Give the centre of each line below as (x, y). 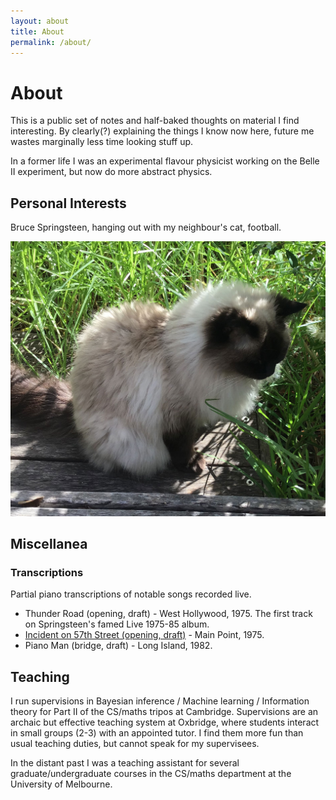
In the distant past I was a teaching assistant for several (125, 763)
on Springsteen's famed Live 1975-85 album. (117, 624)
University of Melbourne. (61, 784)
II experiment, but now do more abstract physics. (111, 172)
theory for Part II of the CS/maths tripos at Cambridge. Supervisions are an (164, 712)
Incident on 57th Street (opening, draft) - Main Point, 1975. (144, 635)
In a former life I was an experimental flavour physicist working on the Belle (165, 161)
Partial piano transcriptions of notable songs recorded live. (131, 594)
